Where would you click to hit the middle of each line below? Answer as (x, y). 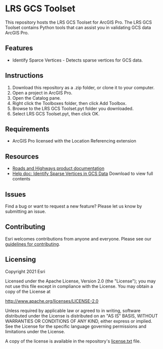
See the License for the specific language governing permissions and (76, 326)
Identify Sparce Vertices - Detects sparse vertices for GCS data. (78, 60)
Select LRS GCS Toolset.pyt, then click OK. (56, 113)
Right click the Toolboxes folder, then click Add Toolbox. (69, 103)
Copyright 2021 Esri (25, 271)
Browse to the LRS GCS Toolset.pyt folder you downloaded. (73, 108)
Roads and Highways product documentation (58, 169)
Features (19, 48)
